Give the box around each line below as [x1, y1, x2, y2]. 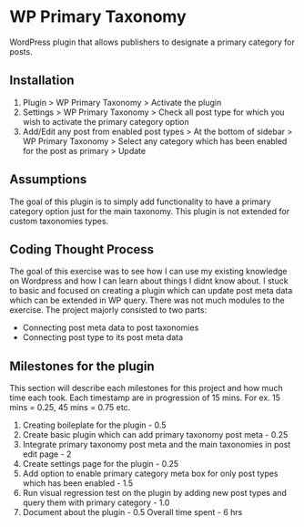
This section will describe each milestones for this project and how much [9, 383, 284, 394]
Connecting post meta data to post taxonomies [22, 322, 199, 334]
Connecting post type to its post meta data [22, 332, 184, 343]
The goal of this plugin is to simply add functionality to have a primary [9, 196, 271, 207]
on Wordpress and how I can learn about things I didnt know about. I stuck [9, 275, 289, 286]
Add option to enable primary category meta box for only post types [22, 468, 279, 480]
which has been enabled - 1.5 [22, 478, 134, 489]
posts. [9, 46, 34, 57]
